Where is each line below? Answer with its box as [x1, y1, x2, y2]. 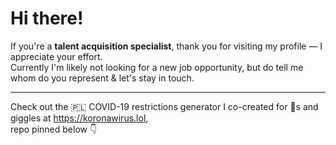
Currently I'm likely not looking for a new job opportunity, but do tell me [10, 61, 304, 73]
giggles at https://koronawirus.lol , [10, 112, 149, 124]
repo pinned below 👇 [10, 123, 98, 135]
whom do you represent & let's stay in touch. [10, 72, 195, 84]
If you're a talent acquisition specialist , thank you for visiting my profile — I [10, 40, 323, 52]
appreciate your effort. [10, 50, 103, 62]
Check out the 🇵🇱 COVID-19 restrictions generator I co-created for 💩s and [10, 100, 319, 112]
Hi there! [10, 7, 84, 30]
